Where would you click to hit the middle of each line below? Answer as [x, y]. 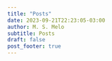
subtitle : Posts [31, 33]
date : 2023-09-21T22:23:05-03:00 [56, 20]
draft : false [26, 40]
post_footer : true [34, 46]
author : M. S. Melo [36, 27]
